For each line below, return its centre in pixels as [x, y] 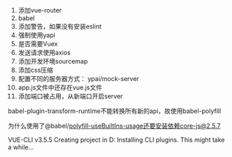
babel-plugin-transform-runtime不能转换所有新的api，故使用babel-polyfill [115, 111]
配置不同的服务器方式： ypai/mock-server [79, 78]
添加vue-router [40, 10]
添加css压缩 [35, 70]
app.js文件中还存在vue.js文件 [60, 87]
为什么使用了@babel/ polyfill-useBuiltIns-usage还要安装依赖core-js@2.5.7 [114, 126]
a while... [21, 147]
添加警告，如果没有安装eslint [60, 26]
